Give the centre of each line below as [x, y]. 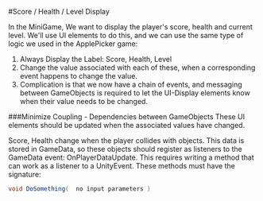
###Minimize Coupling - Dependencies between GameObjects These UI [126, 117]
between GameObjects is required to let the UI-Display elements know [135, 93]
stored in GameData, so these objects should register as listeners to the [125, 149]
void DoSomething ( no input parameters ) [79, 189]
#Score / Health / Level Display [59, 12]
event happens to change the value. [78, 76]
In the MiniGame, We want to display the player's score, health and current [130, 27]
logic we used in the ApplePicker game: [73, 44]
